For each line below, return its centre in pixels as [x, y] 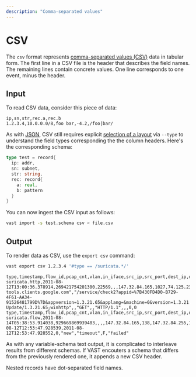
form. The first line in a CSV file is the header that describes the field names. [98, 63]
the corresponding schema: [39, 147]
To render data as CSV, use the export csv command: [71, 255]
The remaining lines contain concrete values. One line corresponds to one [95, 69]
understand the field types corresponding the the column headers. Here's [95, 140]
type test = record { [31, 158]
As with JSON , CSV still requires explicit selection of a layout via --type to [95, 135]
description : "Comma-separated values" [55, 11]
